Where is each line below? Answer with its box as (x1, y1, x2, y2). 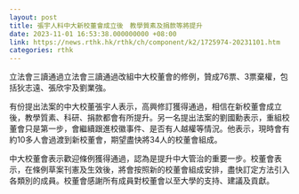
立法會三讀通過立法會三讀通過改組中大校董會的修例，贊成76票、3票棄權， (9, 72, 281, 82)
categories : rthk (9, 46, 74, 55)
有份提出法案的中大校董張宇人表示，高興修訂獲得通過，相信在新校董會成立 (9, 101, 282, 112)
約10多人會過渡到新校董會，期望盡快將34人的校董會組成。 (9, 135, 222, 145)
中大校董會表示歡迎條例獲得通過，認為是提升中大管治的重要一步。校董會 (9, 153, 274, 164)
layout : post (9, 12, 58, 22)
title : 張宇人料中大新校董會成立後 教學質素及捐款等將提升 (9, 21, 203, 30)
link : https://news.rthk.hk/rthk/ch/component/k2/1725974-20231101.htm (9, 37, 280, 47)
